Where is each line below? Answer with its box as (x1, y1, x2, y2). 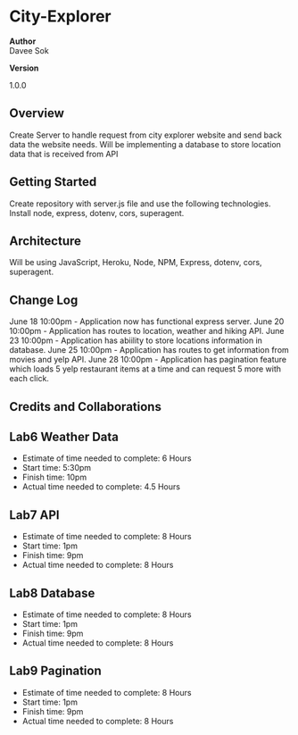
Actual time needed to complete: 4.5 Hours (21, 481, 181, 492)
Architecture (9, 233, 82, 248)
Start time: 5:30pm (21, 463, 92, 473)
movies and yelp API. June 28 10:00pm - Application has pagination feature (9, 355, 287, 365)
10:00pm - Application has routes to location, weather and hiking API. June (9, 326, 285, 337)
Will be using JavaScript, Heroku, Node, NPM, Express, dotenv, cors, (9, 257, 262, 268)
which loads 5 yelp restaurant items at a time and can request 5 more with (9, 363, 282, 374)
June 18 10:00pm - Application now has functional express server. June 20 (9, 316, 285, 327)
